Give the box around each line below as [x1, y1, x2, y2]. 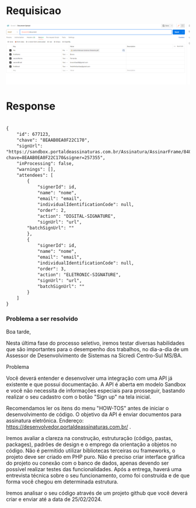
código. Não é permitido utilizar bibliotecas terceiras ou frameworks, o [6, 447, 176, 454]
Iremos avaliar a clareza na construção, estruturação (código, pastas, [6, 434, 173, 441]
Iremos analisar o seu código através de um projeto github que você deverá [6, 489, 188, 496]
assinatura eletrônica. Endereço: [6, 417, 84, 424]
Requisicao [6, 4, 61, 18]
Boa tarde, [6, 328, 31, 335]
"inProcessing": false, [16, 161, 75, 167]
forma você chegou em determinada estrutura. [6, 478, 118, 485]
